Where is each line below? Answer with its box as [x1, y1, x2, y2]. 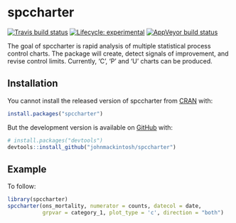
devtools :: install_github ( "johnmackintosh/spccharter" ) [7, 143, 176, 150]
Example [7, 163, 47, 175]
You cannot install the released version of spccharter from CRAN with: [7, 96, 213, 105]
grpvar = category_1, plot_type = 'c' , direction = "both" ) [42, 209, 224, 216]
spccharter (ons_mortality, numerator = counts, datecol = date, [7, 202, 202, 210]
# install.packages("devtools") [7, 137, 103, 144]
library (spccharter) [7, 196, 69, 203]
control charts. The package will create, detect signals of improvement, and [7, 49, 229, 58]
